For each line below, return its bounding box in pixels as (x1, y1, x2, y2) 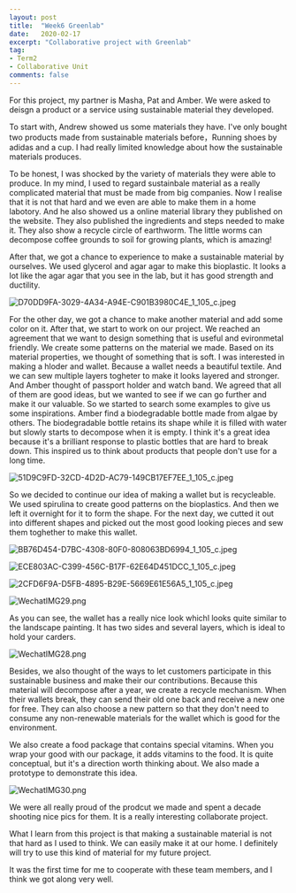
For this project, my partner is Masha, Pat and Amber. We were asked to (9, 95, 271, 105)
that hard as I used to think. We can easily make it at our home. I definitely (9, 837, 278, 848)
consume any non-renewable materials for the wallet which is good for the (9, 712, 281, 723)
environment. (9, 722, 57, 733)
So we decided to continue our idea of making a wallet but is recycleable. (9, 489, 277, 500)
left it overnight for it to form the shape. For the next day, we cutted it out (9, 508, 274, 519)
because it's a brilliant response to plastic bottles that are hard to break (9, 435, 269, 447)
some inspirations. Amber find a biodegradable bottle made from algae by (9, 408, 278, 419)
